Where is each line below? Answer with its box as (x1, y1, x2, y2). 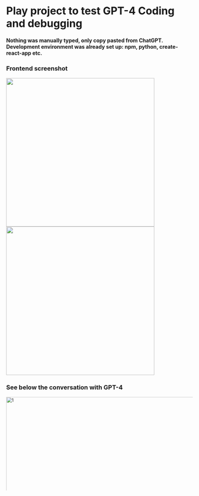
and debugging (6, 17, 83, 30)
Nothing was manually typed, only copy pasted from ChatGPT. (6, 37, 163, 44)
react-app (6, 49, 31, 56)
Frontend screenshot (6, 64, 68, 72)
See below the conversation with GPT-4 (6, 383, 123, 391)
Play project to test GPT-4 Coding (6, 4, 175, 18)
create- (159, 43, 178, 50)
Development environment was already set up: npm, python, (6, 43, 159, 50)
